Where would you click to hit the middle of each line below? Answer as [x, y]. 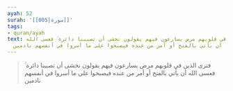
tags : [15, 26]
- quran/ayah [26, 33]
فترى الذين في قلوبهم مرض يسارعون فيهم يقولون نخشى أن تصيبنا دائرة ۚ [118, 65]
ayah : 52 [20, 13]
